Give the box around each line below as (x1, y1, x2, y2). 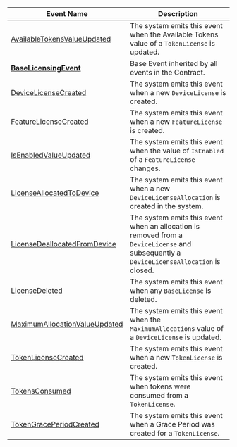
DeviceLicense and (130, 239, 192, 248)
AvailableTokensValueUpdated (11, 34, 111, 44)
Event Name (45, 9, 88, 18)
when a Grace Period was (130, 420, 215, 429)
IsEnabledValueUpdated (11, 151, 91, 160)
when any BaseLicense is (130, 286, 212, 295)
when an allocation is (130, 222, 200, 231)
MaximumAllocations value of (130, 324, 224, 333)
